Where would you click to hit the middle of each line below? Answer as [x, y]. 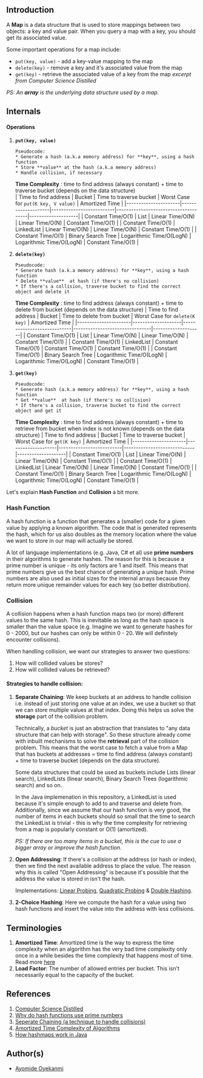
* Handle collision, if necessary [58, 173]
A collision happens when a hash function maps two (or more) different [95, 614]
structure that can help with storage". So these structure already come [103, 735]
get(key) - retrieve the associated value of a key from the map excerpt [103, 74]
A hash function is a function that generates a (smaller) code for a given [96, 521]
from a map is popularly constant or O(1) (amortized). [82, 829]
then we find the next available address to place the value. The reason [103, 866]
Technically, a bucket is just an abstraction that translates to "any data [102, 728]
